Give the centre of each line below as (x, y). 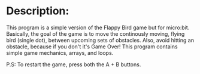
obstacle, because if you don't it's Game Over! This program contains (92, 47)
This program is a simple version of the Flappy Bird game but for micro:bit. (98, 27)
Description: (38, 11)
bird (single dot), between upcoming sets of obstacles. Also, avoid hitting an (100, 40)
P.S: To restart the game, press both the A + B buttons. (74, 64)
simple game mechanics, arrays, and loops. (60, 53)
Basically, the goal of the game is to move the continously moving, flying (96, 33)
